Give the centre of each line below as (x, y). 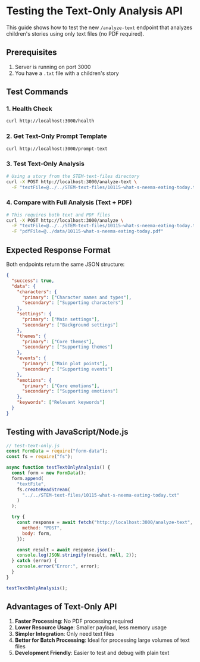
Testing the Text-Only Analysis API (94, 11)
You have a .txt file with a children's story (67, 73)
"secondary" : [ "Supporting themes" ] (67, 347)
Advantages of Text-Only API (62, 607)
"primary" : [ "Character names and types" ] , (77, 297)
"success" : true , (33, 281)
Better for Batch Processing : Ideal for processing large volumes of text (102, 640)
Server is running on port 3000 (53, 67)
